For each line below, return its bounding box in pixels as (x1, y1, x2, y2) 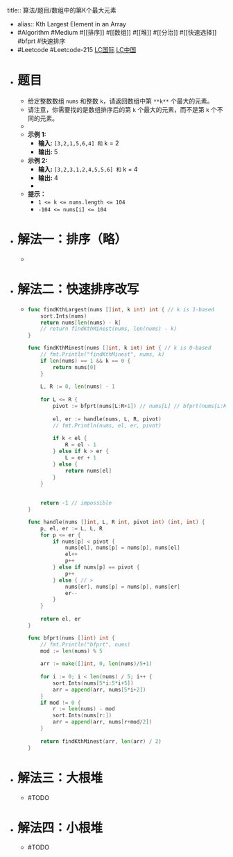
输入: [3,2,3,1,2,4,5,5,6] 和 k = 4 (37, 165, 138, 173)
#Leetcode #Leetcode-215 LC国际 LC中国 (17, 46, 137, 54)
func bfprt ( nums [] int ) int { (27, 635, 116, 642)
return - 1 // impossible (40, 500, 112, 507)
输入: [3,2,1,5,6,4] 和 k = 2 (37, 138, 119, 147)
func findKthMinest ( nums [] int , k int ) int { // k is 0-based (27, 345, 212, 352)
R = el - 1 (64, 441, 97, 448)
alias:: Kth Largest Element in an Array (17, 20, 127, 28)
